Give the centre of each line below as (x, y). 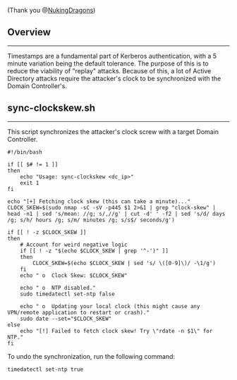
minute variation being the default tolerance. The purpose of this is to (108, 63)
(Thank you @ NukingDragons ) (51, 10)
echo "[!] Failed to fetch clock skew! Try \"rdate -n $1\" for (116, 331)
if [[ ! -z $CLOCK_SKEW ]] (47, 232)
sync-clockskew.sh (51, 108)
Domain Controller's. (37, 86)
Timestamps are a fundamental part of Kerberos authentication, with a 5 (112, 56)
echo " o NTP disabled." (58, 288)
